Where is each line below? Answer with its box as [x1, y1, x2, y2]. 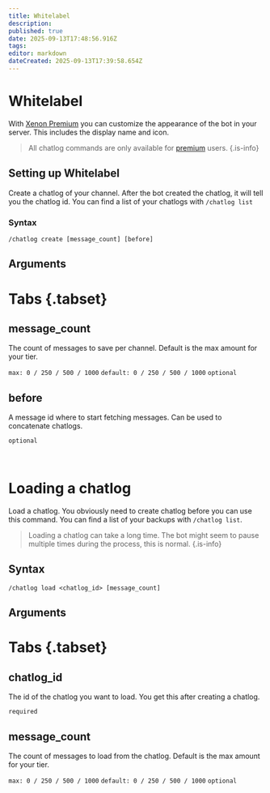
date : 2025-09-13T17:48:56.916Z [8, 34, 117, 43]
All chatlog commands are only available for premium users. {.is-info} [27, 143, 259, 152]
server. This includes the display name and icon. [8, 127, 170, 137]
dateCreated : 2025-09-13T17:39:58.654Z [8, 58, 143, 66]
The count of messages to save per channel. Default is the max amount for [8, 343, 258, 353]
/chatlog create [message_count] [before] [8, 235, 154, 243]
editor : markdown [8, 49, 67, 58]
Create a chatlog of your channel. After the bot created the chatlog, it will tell [8, 188, 264, 198]
